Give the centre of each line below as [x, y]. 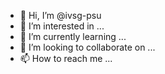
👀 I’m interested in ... [62, 26]
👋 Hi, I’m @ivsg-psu [60, 15]
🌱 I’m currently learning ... [73, 36]
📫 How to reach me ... [66, 58]
